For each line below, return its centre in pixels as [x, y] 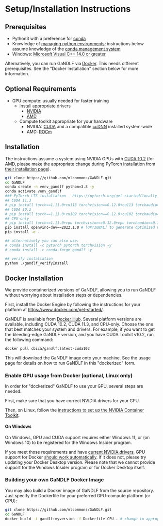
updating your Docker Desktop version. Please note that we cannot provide [80, 462]
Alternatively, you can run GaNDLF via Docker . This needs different [72, 63]
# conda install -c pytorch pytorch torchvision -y [58, 245]
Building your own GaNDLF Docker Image [55, 480]
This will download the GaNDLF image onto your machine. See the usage [78, 358]
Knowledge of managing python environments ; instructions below [78, 44]
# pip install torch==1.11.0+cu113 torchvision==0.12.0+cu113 [69, 205]
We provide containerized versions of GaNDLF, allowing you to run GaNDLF [81, 290]
